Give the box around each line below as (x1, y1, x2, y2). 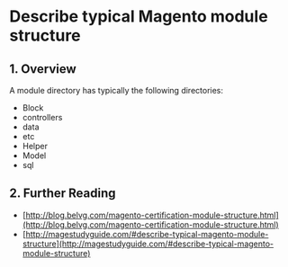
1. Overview (9, 61, 76, 76)
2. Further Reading (9, 186, 116, 201)
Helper (22, 141, 48, 151)
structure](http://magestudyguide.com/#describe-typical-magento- (22, 238, 274, 249)
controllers (22, 112, 63, 122)
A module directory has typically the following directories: (9, 85, 223, 95)
